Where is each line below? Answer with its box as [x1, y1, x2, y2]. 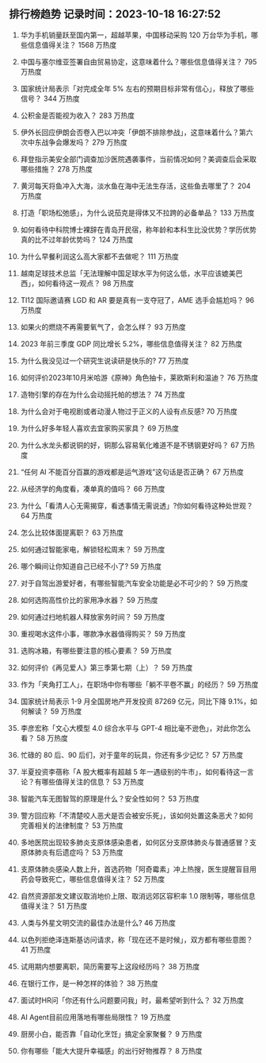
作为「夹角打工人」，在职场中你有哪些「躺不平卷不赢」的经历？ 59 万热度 [20, 679, 259, 689]
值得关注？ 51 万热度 [20, 901, 88, 910]
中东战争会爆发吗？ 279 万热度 [27, 137, 127, 147]
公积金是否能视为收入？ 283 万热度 [20, 110, 135, 120]
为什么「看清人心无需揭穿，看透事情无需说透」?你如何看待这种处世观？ [20, 501, 253, 510]
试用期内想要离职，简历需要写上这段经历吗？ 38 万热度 [20, 961, 200, 971]
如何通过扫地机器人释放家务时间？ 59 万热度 [20, 612, 165, 621]
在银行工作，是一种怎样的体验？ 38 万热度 [20, 978, 158, 988]
